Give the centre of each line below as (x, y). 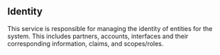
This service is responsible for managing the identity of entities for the (110, 28)
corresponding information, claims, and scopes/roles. (86, 43)
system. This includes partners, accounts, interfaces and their (98, 36)
